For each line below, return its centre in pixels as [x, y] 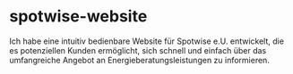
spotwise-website [78, 16]
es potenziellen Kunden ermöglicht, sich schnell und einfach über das [138, 50]
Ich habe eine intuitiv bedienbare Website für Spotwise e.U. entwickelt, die [147, 41]
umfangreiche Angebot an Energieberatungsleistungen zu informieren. [140, 60]
